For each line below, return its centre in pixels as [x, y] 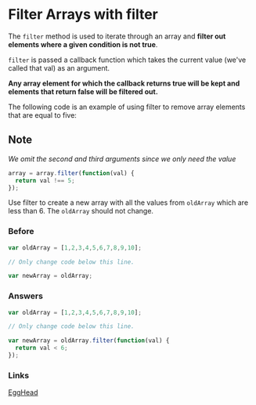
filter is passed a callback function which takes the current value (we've [127, 60]
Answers [25, 296]
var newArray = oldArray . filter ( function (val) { [89, 341]
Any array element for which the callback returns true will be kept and [124, 83]
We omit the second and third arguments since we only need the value [122, 159]
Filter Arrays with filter [83, 15]
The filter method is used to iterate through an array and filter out [117, 36]
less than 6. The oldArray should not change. [81, 211]
